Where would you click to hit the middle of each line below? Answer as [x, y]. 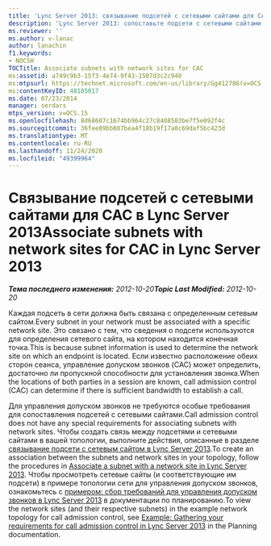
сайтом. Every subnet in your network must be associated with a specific [129, 322]
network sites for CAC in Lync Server [134, 250]
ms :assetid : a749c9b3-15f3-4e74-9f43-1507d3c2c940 [95, 76]
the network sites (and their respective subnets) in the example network [128, 509]
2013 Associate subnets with [106, 233]
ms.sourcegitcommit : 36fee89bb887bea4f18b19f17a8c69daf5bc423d [117, 128]
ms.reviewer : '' [35, 31]
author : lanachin [38, 46]
